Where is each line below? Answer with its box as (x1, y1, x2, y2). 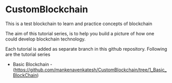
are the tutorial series (5, 51, 50, 57)
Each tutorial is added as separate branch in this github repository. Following (5, 46, 167, 52)
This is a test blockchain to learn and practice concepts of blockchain (5, 20, 152, 27)
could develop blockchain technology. (5, 36, 86, 42)
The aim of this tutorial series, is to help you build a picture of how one (5, 30, 155, 36)
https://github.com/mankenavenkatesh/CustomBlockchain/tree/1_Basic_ (14, 67, 167, 73)
